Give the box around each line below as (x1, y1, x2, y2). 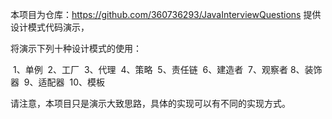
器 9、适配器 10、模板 (10, 76, 105, 88)
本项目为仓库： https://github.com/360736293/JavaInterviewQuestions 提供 (10, 9, 322, 20)
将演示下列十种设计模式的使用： (10, 43, 142, 54)
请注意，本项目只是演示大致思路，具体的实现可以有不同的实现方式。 (10, 98, 291, 109)
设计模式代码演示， (10, 21, 90, 33)
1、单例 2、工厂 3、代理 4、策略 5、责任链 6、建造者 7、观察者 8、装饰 (12, 64, 323, 75)
